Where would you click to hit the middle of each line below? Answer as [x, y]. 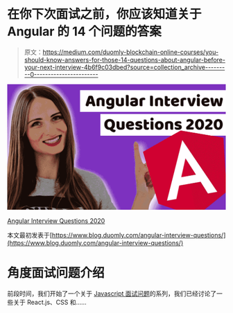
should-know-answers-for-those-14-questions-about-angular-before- [124, 60]
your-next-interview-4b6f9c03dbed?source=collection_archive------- [124, 67]
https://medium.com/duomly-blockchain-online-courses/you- [131, 52]
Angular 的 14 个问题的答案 [84, 32]
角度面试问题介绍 [56, 273]
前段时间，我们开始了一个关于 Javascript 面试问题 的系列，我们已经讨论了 [112, 293]
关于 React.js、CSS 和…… [50, 302]
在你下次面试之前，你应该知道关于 [105, 14]
